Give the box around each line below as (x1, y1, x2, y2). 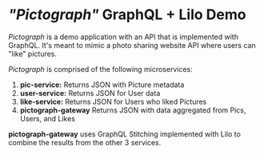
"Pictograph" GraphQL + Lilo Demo (8, 6, 246, 24)
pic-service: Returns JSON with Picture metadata (19, 80, 185, 89)
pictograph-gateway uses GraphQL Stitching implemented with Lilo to (8, 129, 242, 139)
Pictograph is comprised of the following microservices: (8, 64, 194, 73)
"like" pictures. (8, 49, 58, 58)
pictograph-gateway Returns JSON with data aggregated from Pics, (19, 105, 246, 115)
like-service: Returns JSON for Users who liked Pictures (19, 97, 207, 106)
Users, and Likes (19, 113, 76, 123)
